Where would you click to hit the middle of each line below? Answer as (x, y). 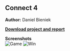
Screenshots (18, 38)
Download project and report (35, 29)
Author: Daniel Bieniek (28, 19)
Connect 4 (22, 8)
